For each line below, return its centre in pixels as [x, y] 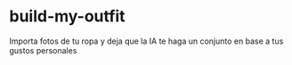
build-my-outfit [68, 16]
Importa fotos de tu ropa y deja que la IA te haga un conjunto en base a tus [146, 41]
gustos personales [43, 50]
